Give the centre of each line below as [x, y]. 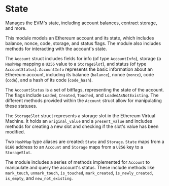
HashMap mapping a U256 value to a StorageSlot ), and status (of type [76, 64]
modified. [15, 131]
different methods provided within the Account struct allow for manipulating [83, 100]
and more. [16, 28]
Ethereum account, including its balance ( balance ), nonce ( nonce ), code [80, 74]
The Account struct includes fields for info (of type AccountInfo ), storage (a [83, 58]
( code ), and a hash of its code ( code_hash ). [49, 80]
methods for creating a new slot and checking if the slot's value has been [82, 126]
